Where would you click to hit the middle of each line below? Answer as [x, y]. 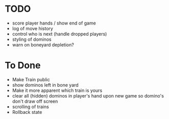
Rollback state [27, 112]
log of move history [32, 28]
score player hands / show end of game [54, 23]
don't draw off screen [35, 101]
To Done [23, 66]
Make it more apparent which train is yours [57, 90]
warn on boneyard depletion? [43, 44]
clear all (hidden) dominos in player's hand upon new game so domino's [88, 96]
